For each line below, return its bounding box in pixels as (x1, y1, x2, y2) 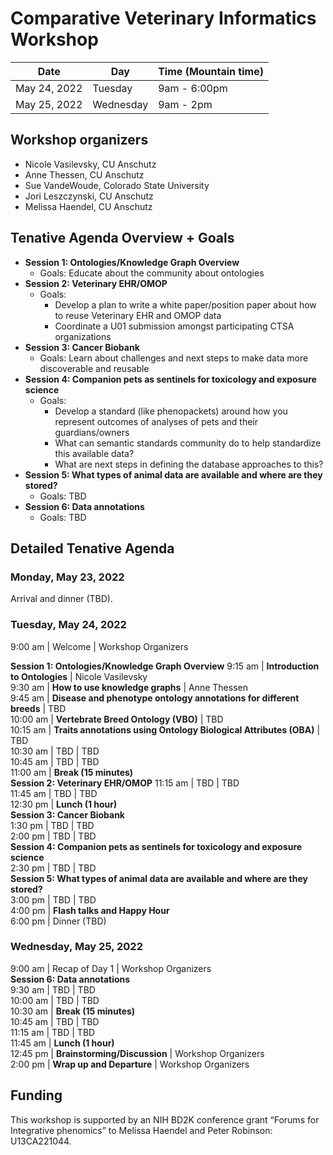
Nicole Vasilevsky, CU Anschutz (24, 158, 157, 170)
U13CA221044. (10, 1135, 72, 1147)
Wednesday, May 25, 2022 (10, 940, 143, 954)
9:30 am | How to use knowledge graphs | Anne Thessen (10, 681, 248, 693)
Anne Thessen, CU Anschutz (24, 168, 145, 181)
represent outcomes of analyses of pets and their (54, 415, 259, 427)
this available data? (54, 447, 135, 459)
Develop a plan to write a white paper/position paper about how (54, 298, 317, 311)
